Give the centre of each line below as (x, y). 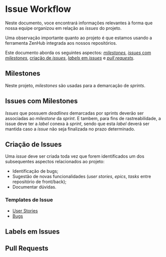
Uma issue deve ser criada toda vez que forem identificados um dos (75, 156)
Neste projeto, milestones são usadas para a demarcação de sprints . (75, 85)
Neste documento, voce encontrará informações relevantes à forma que (79, 23)
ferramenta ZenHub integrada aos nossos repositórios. (61, 43)
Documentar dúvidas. (34, 187)
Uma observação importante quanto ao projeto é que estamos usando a (79, 38)
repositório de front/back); (39, 182)
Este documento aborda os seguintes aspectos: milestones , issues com (78, 53)
